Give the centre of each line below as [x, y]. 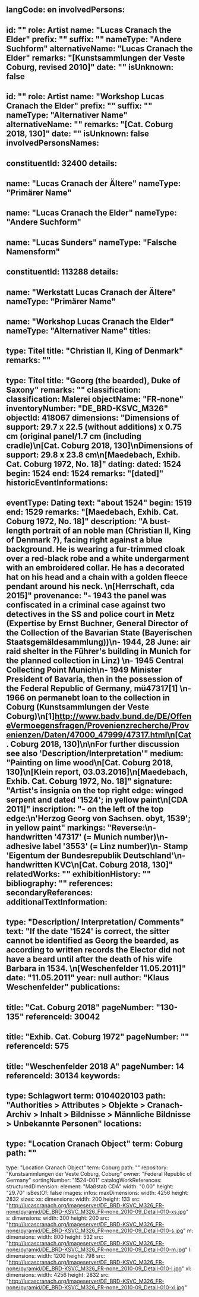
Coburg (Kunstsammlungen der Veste [78, 707]
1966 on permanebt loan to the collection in [88, 698]
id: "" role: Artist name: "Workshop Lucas [85, 97]
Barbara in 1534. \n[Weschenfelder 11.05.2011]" [96, 969]
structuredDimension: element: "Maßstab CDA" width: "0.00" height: [90, 1186]
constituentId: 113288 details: [62, 272]
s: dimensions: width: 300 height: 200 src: [58, 1218]
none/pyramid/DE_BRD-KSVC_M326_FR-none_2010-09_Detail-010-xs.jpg [96, 1211]
